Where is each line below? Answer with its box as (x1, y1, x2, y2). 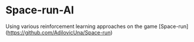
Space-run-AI (5, 3, 74, 17)
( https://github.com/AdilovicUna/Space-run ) (5, 29, 113, 36)
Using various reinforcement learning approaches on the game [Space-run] (5, 23, 189, 30)
